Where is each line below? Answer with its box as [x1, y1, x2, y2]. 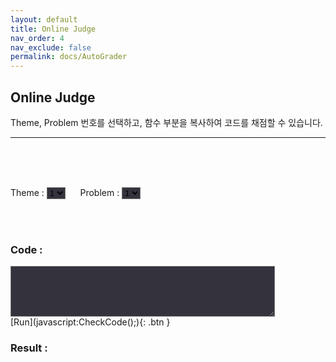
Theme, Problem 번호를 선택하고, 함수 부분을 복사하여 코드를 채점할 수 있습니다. [10, 116, 323, 128]
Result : [10, 341, 48, 355]
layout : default [10, 14, 78, 25]
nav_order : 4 [10, 33, 65, 43]
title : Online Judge [10, 24, 97, 34]
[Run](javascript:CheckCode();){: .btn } [10, 316, 171, 328]
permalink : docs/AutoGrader [10, 52, 128, 62]
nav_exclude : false [10, 42, 92, 53]
